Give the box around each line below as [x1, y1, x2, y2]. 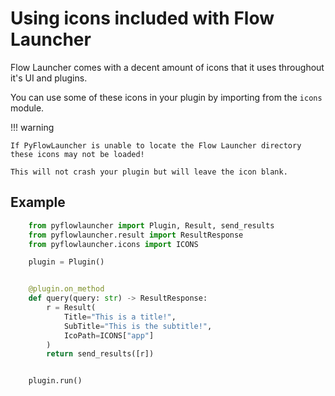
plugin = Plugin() [28, 257, 105, 267]
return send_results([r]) [46, 349, 155, 359]
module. [10, 102, 45, 114]
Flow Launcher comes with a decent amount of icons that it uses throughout [10, 61, 325, 73]
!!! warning [10, 121, 55, 133]
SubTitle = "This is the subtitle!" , [63, 321, 213, 331]
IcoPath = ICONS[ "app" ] [63, 330, 155, 341]
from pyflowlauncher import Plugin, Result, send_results [28, 220, 275, 231]
